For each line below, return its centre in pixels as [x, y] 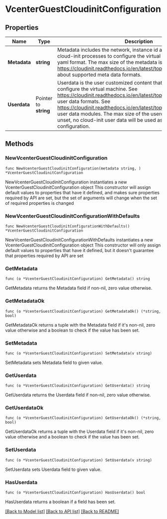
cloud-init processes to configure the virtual [109, 56]
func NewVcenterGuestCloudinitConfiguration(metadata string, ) [73, 168]
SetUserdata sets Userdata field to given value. [53, 469]
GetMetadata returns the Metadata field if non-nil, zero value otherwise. [79, 288]
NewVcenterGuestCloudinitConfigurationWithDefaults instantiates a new [79, 240]
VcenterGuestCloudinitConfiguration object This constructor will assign [78, 187]
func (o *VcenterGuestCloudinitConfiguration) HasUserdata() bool [75, 493]
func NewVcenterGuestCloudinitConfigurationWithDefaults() [68, 226]
